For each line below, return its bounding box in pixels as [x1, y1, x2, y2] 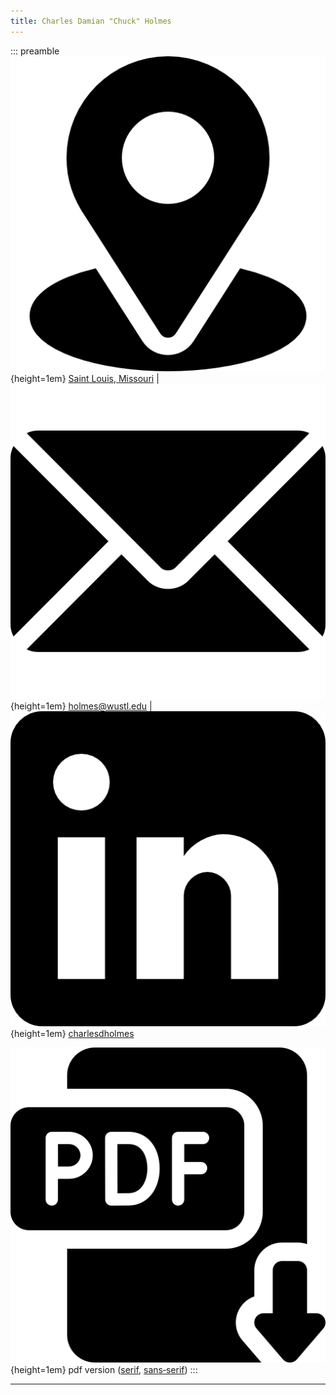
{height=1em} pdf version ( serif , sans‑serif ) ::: [10, 1363, 198, 1375]
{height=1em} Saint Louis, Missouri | [10, 372, 160, 384]
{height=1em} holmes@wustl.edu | [10, 700, 153, 712]
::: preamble [10, 45, 60, 57]
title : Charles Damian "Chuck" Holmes [10, 16, 172, 26]
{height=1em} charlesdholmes [10, 1027, 135, 1039]
